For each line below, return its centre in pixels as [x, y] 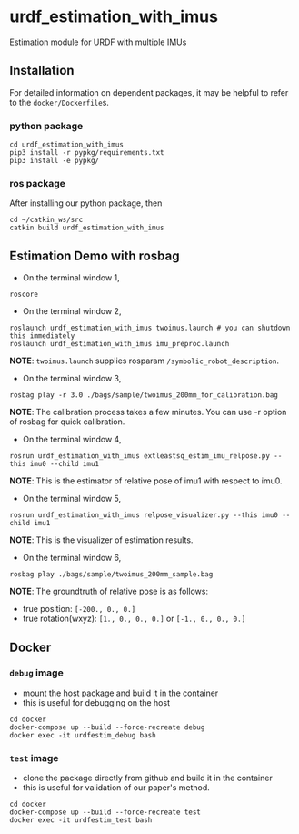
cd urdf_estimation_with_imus [67, 145]
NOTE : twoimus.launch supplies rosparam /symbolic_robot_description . [145, 361]
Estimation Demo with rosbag [95, 255]
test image [34, 758]
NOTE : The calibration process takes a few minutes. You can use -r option [148, 412]
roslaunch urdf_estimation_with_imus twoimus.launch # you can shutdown [150, 328]
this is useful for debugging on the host [96, 702]
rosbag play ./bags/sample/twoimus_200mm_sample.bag [111, 575]
